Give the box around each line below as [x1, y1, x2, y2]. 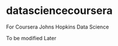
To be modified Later [6, 34, 57, 41]
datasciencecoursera [6, 4, 113, 17]
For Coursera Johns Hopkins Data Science [6, 23, 109, 30]
